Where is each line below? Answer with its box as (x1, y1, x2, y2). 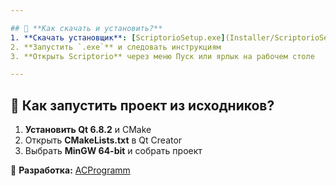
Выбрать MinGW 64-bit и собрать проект (24, 145, 203, 157)
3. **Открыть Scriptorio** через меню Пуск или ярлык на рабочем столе (10, 51, 315, 61)
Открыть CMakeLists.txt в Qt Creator (24, 134, 183, 146)
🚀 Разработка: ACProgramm (10, 164, 131, 176)
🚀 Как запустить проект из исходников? (10, 97, 275, 114)
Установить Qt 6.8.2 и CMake (24, 124, 152, 136)
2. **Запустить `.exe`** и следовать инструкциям (10, 42, 222, 52)
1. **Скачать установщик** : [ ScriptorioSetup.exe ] (10, 32, 226, 43)
